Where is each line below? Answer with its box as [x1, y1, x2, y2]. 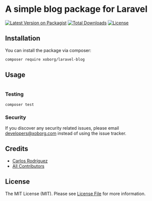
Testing [5, 91, 24, 98]
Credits [5, 145, 29, 153]
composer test [5, 102, 35, 107]
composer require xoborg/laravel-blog [5, 57, 85, 62]
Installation [5, 34, 40, 43]
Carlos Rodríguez [12, 157, 48, 164]
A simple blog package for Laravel [5, 3, 148, 15]
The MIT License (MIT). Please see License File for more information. [5, 191, 146, 197]
